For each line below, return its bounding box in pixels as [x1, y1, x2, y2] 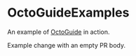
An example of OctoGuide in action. [7, 28, 110, 36]
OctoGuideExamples [7, 5, 130, 21]
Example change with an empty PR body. [7, 41, 126, 49]
